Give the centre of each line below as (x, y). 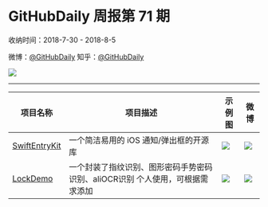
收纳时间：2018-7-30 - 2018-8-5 (62, 40)
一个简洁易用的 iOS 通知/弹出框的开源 (139, 140)
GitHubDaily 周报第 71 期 (89, 16)
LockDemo (33, 178)
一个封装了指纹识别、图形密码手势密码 (141, 166)
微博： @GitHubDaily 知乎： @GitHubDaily (76, 57)
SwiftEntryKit (37, 146)
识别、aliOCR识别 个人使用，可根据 (135, 178)
